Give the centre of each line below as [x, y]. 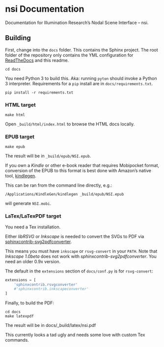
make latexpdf [20, 316]
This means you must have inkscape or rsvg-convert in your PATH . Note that [81, 251]
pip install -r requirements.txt [39, 92]
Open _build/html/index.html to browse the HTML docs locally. [70, 124]
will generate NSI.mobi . [28, 203]
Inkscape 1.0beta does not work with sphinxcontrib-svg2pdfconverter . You [81, 256]
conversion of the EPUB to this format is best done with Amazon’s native [78, 171]
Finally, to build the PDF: [30, 303]
